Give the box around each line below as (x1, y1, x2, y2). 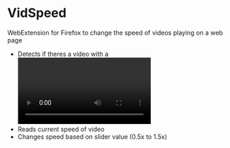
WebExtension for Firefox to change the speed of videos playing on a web (7, 28, 223, 37)
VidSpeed (7, 5, 67, 21)
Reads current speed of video (17, 125, 105, 133)
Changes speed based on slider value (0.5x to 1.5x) (17, 132, 168, 141)
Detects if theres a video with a (17, 50, 109, 58)
